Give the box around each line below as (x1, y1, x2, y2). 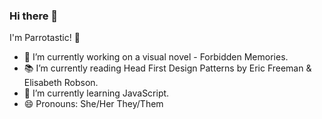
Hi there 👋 (9, 9, 59, 23)
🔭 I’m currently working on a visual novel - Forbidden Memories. (23, 51, 289, 63)
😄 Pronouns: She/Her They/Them (23, 98, 164, 110)
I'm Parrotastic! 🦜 (9, 32, 81, 44)
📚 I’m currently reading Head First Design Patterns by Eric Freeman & (23, 62, 312, 74)
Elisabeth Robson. (23, 77, 99, 89)
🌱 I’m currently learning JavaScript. (23, 87, 170, 99)
